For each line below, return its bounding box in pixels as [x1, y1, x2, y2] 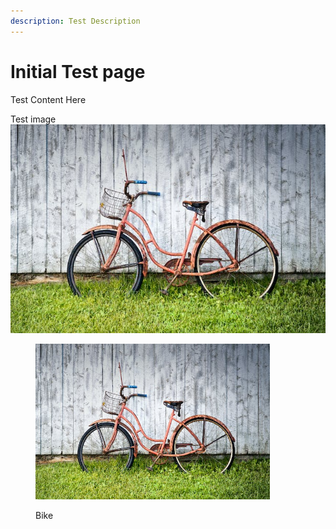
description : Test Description [10, 16, 141, 26]
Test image [10, 113, 57, 125]
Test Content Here [10, 93, 87, 105]
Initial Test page [10, 60, 146, 83]
